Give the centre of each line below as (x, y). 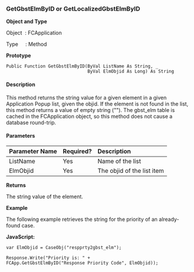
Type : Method (27, 44)
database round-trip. (31, 123)
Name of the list (120, 161)
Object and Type (27, 22)
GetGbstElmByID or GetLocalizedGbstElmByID (73, 9)
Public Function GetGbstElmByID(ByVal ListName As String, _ (82, 66)
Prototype (18, 56)
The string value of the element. (45, 196)
